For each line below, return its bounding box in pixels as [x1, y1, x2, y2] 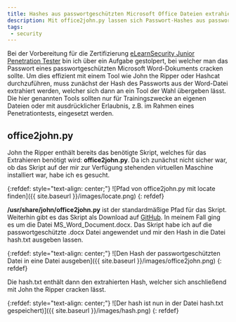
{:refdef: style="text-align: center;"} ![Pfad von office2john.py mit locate [7, 185, 216, 193]
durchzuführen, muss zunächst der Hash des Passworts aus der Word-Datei [7, 79, 228, 88]
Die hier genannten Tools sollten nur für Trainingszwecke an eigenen [7, 94, 206, 103]
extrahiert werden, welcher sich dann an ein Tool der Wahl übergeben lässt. [7, 87, 226, 95]
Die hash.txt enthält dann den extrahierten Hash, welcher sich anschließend [7, 278, 227, 286]
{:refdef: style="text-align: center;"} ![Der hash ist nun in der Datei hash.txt [7, 299, 223, 307]
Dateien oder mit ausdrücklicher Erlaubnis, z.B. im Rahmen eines [7, 101, 195, 110]
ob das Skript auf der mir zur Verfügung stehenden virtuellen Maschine [7, 163, 214, 172]
